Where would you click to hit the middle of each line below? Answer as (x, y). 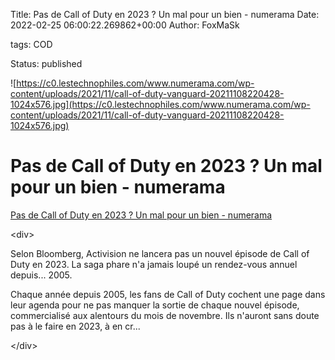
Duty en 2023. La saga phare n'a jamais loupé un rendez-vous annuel (154, 264)
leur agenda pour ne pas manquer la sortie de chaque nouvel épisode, (155, 305)
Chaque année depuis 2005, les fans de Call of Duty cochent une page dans (168, 294)
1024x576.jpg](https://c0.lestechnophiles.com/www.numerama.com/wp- (160, 104)
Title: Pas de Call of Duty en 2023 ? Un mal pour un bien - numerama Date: (165, 14)
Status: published (46, 63)
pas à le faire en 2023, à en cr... (75, 326)
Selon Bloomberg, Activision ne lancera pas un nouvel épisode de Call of (160, 253)
